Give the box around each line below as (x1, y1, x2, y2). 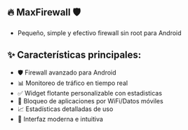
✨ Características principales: (7, 49, 142, 61)
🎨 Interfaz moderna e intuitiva (17, 115, 104, 123)
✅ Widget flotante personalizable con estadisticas (17, 89, 163, 97)
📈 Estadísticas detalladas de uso (17, 105, 114, 113)
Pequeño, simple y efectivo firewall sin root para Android (17, 28, 182, 37)
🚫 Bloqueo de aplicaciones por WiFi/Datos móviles (17, 96, 163, 105)
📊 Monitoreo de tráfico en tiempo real (17, 79, 128, 87)
